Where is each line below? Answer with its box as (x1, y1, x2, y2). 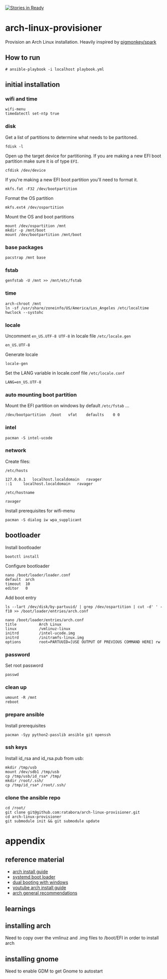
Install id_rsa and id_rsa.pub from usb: (5, 755, 84, 761)
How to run (5, 53, 41, 62)
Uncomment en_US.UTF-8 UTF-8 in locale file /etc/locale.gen (5, 333, 131, 339)
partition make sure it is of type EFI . (5, 158, 79, 164)
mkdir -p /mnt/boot (5, 227, 46, 233)
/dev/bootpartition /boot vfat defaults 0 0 (5, 412, 120, 418)
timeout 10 (5, 581, 30, 586)
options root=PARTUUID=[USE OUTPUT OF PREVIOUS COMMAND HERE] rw (5, 639, 160, 645)
